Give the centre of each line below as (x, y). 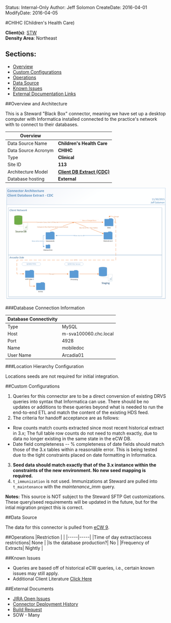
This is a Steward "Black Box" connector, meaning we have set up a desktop (86, 113)
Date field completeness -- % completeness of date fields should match (89, 444)
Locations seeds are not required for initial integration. (62, 376)
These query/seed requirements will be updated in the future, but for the (81, 502)
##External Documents (29, 589)
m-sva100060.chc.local (88, 334)
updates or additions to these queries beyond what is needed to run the (88, 407)
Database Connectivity (32, 319)
